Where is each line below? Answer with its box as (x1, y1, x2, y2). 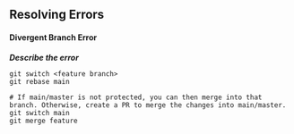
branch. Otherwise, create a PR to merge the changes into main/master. (9, 100, 287, 110)
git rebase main (9, 77, 70, 86)
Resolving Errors (9, 7, 105, 22)
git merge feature (9, 116, 78, 125)
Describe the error (9, 52, 79, 63)
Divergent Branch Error (9, 31, 97, 43)
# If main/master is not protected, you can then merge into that (9, 93, 263, 102)
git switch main (9, 108, 70, 117)
